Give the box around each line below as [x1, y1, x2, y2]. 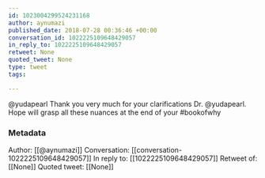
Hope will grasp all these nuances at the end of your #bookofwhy [8, 108, 221, 117]
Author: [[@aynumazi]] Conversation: [8, 145, 131, 154]
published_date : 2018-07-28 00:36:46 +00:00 [8, 26, 157, 34]
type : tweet [8, 63, 47, 71]
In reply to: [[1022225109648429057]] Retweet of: [93, 153, 258, 163]
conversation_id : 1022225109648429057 [8, 33, 136, 42]
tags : [8, 70, 26, 78]
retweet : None [8, 48, 55, 56]
